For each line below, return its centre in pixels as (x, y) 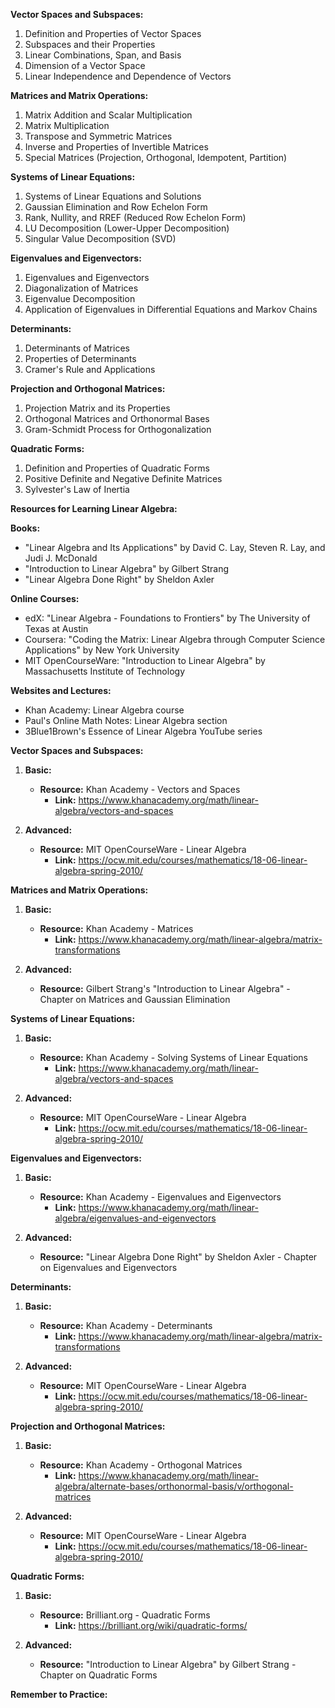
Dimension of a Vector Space (85, 65)
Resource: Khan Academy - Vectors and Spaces (140, 789)
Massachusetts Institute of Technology (104, 671)
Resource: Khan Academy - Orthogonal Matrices (141, 1465)
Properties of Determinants (80, 358)
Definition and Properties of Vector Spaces (113, 33)
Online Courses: (45, 598)
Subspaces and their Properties (90, 44)
